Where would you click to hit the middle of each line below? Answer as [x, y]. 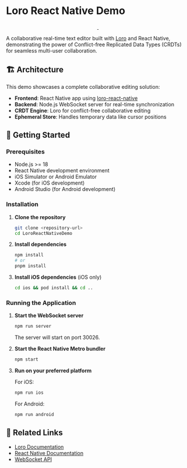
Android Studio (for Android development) [65, 189]
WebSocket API [33, 459]
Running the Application [41, 303]
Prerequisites [25, 152]
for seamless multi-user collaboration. [52, 50]
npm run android [34, 414]
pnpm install [30, 266]
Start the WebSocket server [49, 316]
